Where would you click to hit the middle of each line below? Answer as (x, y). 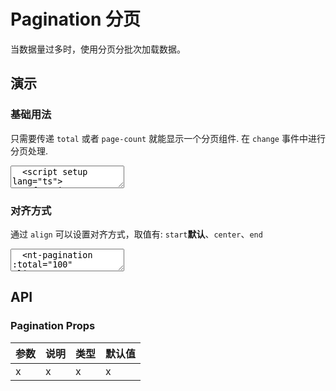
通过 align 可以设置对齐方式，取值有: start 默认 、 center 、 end (136, 234)
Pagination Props (53, 326)
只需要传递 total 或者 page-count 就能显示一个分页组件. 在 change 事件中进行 (168, 138)
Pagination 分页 (76, 19)
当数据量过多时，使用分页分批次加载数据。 (98, 49)
